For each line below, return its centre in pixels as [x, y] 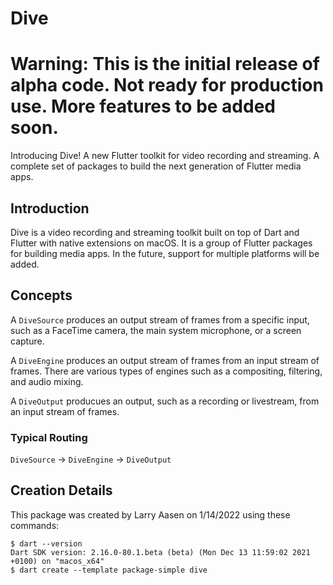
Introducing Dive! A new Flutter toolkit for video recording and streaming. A [165, 156]
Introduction [50, 208]
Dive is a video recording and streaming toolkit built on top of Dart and [155, 232]
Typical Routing [49, 437]
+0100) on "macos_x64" [57, 561]
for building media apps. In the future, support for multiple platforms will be [165, 253]
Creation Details [61, 490]
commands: [35, 525]
